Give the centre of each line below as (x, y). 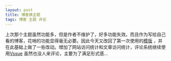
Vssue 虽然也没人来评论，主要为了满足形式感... (59, 53)
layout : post (19, 10)
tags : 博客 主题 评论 (26, 19)
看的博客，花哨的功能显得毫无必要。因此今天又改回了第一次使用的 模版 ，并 (84, 41)
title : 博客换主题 (23, 15)
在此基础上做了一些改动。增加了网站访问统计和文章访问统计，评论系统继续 (83, 47)
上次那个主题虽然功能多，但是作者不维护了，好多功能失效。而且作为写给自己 (85, 35)
